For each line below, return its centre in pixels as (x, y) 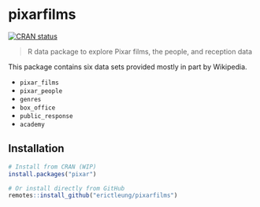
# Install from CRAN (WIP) (52, 167)
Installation (36, 148)
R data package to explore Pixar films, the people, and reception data (140, 51)
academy (32, 124)
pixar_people (41, 91)
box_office (37, 108)
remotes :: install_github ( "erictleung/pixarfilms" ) (93, 196)
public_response (46, 116)
